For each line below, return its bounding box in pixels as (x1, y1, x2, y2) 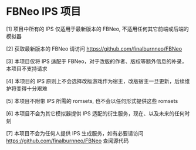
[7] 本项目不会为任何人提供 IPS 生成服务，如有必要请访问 (6, 129, 144, 136)
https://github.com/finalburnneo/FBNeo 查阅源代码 (6, 137, 129, 144)
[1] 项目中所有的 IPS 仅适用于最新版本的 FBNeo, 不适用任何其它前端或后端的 (6, 25, 189, 32)
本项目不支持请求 (6, 65, 48, 72)
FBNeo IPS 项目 (6, 5, 81, 18)
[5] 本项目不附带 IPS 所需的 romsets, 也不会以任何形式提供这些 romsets (6, 97, 178, 104)
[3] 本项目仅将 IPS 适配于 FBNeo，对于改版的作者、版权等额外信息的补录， (6, 58, 187, 65)
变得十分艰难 (16, 85, 48, 92)
